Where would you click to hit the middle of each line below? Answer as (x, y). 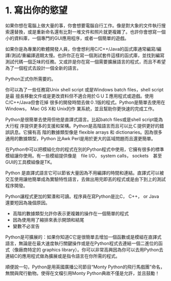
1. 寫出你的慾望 (36, 10)
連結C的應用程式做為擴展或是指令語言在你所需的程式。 (63, 256)
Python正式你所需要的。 (31, 79)
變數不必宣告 (26, 226)
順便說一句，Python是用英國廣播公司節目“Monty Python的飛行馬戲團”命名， (85, 267)
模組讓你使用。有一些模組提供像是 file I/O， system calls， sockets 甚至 (84, 155)
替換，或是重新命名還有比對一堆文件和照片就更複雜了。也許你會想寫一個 (90, 32)
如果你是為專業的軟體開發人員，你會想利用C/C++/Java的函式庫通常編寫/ (81, 49)
